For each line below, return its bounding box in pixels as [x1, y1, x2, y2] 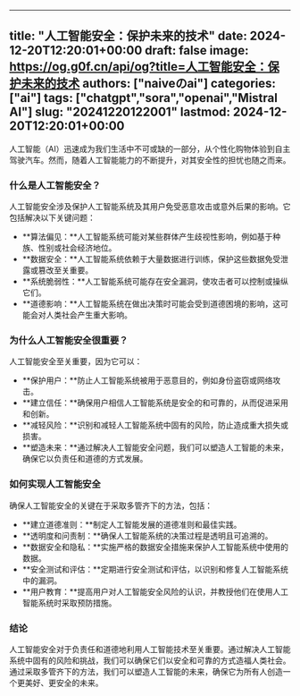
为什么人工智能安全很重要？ [9, 335, 129, 347]
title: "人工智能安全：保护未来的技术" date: [9, 29, 247, 44]
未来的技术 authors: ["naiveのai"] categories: [21, 76, 277, 91]
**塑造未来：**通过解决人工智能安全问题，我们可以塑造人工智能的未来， [21, 442, 288, 453]
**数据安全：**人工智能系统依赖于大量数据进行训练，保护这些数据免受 [21, 254, 281, 265]
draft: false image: [144, 43, 249, 58]
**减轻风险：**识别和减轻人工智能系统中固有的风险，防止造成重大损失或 [21, 420, 288, 430]
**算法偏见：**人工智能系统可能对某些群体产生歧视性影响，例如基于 [21, 232, 273, 242]
